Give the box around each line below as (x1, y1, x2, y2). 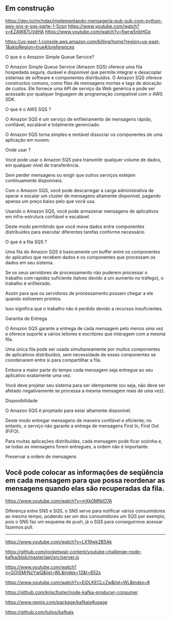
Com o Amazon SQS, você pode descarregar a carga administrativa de (5, 187, 154, 193)
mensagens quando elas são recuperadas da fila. (5, 484, 164, 493)
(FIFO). (5, 428, 20, 434)
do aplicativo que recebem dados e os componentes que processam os (5, 254, 156, 260)
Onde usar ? (5, 147, 31, 153)
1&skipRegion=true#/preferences (5, 43, 75, 50)
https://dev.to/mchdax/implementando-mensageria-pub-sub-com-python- (5, 17, 163, 24)
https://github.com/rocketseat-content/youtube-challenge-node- (5, 548, 142, 555)
